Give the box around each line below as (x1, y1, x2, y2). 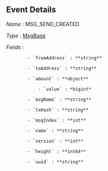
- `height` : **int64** (27, 148, 86, 154)
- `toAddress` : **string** (27, 65, 97, 71)
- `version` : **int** (27, 138, 84, 144)
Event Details (6, 5, 56, 15)
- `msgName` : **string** (27, 96, 92, 103)
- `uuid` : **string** (27, 159, 84, 165)
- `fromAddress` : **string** (27, 55, 102, 61)
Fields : (6, 43, 24, 50)
